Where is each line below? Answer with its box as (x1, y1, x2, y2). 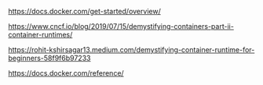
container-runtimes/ (8, 30, 73, 39)
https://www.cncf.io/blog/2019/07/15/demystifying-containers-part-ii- (8, 22, 234, 30)
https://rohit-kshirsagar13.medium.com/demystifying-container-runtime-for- (8, 45, 255, 54)
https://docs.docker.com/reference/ (8, 69, 124, 77)
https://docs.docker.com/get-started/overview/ (8, 7, 161, 16)
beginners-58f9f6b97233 (8, 54, 91, 62)
